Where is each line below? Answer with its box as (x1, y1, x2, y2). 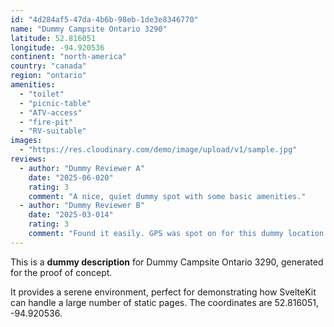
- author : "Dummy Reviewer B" (19, 201, 145, 211)
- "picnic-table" (19, 98, 92, 108)
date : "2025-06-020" (28, 172, 114, 183)
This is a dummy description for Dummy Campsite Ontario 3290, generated (10, 256, 324, 268)
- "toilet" (19, 89, 65, 99)
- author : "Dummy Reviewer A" (19, 163, 145, 173)
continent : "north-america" (10, 52, 128, 62)
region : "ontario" (10, 71, 87, 81)
